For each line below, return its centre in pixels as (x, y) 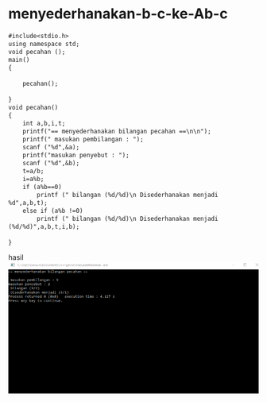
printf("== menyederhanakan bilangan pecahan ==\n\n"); (117, 131)
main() (19, 60)
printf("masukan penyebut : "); (76, 155)
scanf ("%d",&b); (51, 163)
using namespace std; (44, 44)
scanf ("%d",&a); (51, 147)
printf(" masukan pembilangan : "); (83, 139)
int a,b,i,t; (44, 123)
